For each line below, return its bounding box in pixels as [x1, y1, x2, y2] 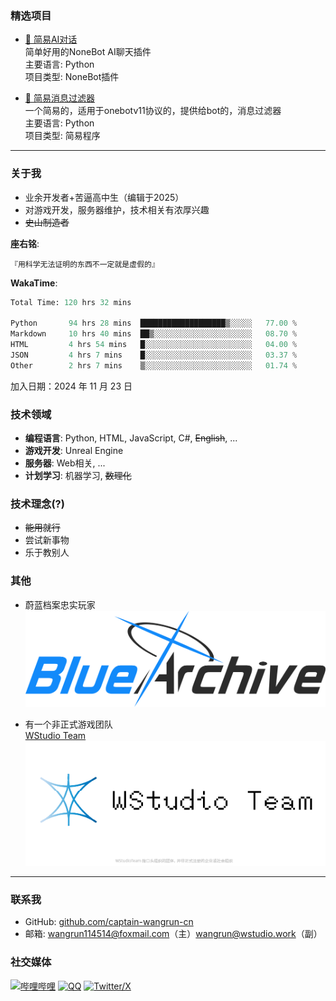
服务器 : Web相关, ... [24, 457, 106, 469]
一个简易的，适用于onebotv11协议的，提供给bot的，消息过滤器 [24, 105, 282, 117]
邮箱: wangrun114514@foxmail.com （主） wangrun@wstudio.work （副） [24, 928, 323, 940]
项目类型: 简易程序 [24, 130, 101, 142]
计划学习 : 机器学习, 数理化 [24, 470, 132, 482]
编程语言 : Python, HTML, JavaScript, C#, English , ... [24, 432, 238, 444]
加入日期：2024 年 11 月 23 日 [10, 380, 133, 392]
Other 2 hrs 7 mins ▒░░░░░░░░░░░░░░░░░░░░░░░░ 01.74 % [10, 360, 298, 371]
